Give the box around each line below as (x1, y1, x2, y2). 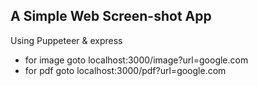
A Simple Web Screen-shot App (10, 8, 212, 25)
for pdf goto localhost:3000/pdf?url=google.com (24, 64, 227, 76)
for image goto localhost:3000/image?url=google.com (24, 54, 249, 66)
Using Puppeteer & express (10, 34, 123, 46)
